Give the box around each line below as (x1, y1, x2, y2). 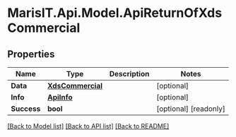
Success (11, 104, 41, 114)
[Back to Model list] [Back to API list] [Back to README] (7, 122, 170, 130)
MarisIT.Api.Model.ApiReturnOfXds (7, 5, 223, 21)
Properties (7, 48, 55, 60)
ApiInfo (47, 93, 73, 102)
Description (109, 69, 150, 78)
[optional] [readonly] (156, 104, 226, 114)
